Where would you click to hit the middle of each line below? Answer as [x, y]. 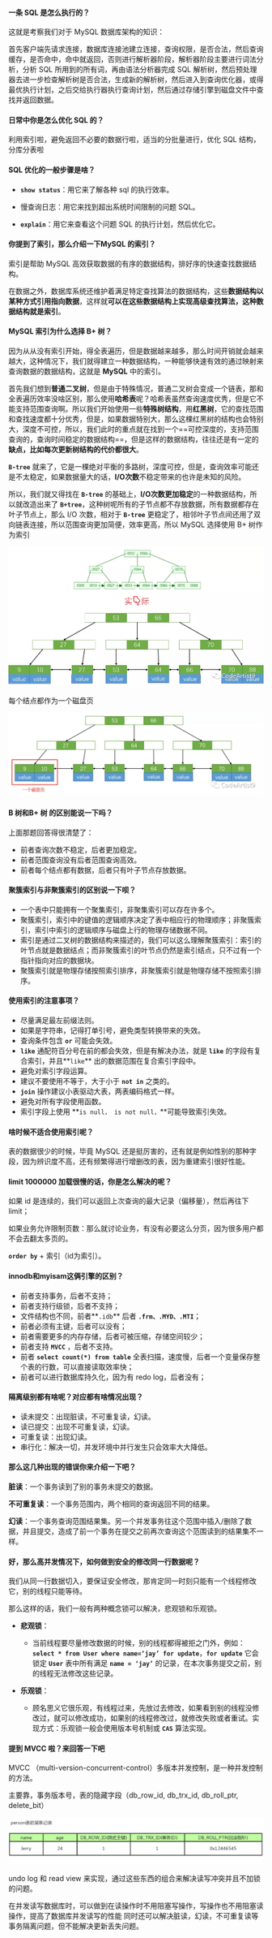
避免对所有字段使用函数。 [63, 1102]
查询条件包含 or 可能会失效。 [68, 1041]
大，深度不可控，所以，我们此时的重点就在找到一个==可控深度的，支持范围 [134, 429]
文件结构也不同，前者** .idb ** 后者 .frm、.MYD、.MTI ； [110, 1316]
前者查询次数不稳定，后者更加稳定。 [81, 849]
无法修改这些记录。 [86, 1673]
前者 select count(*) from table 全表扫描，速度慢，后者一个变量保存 [136, 1357]
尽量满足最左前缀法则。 [59, 1021]
